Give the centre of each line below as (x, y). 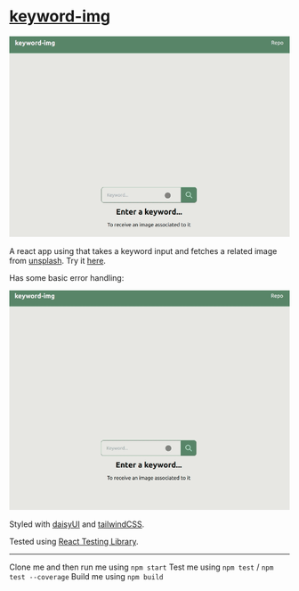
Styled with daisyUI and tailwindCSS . (77, 524)
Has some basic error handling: (67, 278)
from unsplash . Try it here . (58, 261)
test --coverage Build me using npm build (86, 577)
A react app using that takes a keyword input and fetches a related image (143, 251)
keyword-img (60, 16)
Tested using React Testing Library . (74, 542)
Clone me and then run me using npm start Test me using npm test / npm (141, 567)
